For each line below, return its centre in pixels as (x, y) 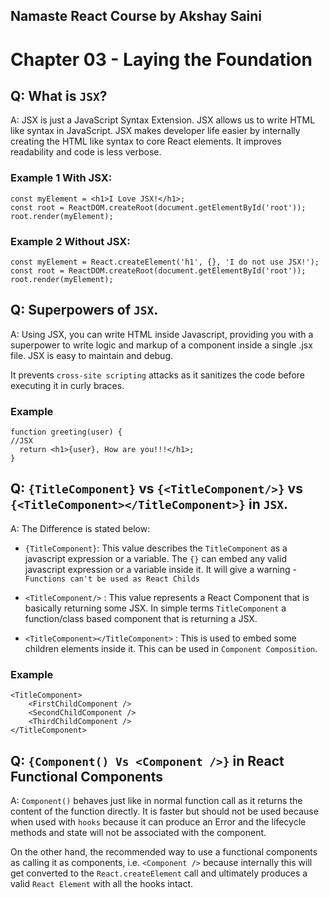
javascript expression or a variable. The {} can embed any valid (155, 558)
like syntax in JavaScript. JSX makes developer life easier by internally (155, 131)
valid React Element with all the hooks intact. (102, 884)
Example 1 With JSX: (61, 178)
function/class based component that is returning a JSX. (141, 618)
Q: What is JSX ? (59, 95)
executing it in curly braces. (67, 385)
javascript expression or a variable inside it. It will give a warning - (160, 569)
